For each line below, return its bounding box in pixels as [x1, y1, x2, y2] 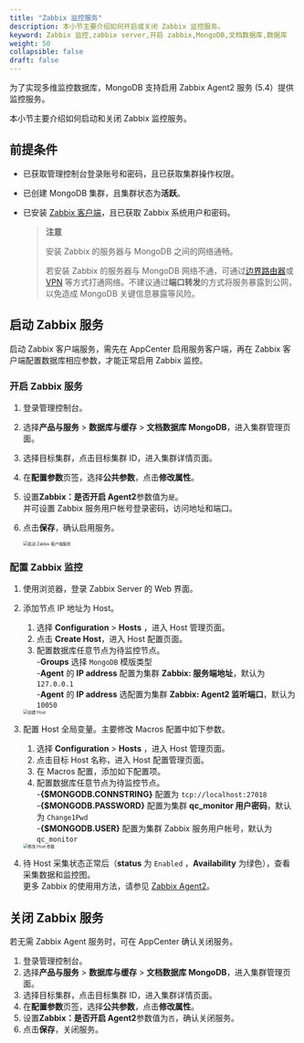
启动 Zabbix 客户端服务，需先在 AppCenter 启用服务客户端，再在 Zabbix [9, 343, 281, 354]
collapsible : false [9, 47, 84, 57]
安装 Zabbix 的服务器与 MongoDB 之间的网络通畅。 [45, 246, 238, 257]
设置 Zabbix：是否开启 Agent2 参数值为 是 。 [22, 490, 183, 502]
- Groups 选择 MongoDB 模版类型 [36, 657, 152, 668]
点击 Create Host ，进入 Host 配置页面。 [36, 634, 188, 645]
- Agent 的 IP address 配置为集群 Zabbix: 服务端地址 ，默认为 [36, 668, 266, 679]
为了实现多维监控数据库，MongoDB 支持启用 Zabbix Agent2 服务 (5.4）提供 [9, 82, 294, 92]
